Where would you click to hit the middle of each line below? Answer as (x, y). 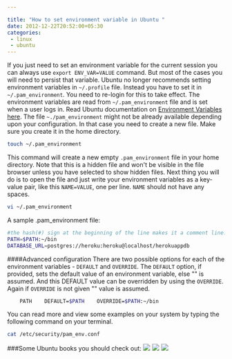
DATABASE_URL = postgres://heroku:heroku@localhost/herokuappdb (98, 246)
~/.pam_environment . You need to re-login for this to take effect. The (104, 95)
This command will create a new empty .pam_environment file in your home (113, 157)
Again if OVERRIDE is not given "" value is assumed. (79, 288)
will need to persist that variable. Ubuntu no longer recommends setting (109, 80)
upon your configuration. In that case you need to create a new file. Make (112, 124)
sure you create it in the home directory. (64, 132)
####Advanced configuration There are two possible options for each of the (116, 259)
